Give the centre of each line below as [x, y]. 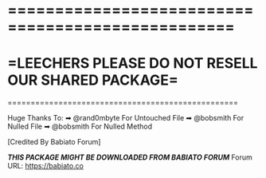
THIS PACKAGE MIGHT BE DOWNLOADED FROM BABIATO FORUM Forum [130, 157]
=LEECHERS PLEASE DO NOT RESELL [133, 63]
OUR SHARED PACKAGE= [93, 80]
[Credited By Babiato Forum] [54, 142]
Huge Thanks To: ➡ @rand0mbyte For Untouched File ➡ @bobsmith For [126, 118]
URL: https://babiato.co [46, 166]
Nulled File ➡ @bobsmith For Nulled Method [80, 127]
